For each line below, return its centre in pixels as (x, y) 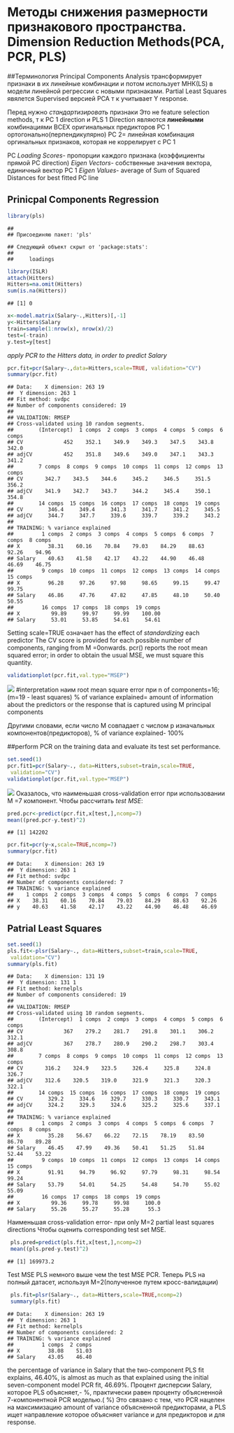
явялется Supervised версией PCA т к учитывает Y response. (98, 98)
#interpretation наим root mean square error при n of (93, 690)
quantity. (20, 663)
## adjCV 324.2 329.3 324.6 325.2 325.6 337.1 (114, 1105)
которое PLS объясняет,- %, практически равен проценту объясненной (115, 1392)
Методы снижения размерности (108, 12)
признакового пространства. (97, 27)
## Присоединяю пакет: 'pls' (50, 235)
